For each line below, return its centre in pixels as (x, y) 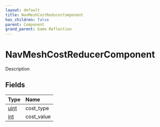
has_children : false (27, 20)
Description (17, 69)
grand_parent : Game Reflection (39, 29)
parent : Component (25, 24)
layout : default (22, 10)
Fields (15, 85)
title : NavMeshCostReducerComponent (44, 15)
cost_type (37, 108)
